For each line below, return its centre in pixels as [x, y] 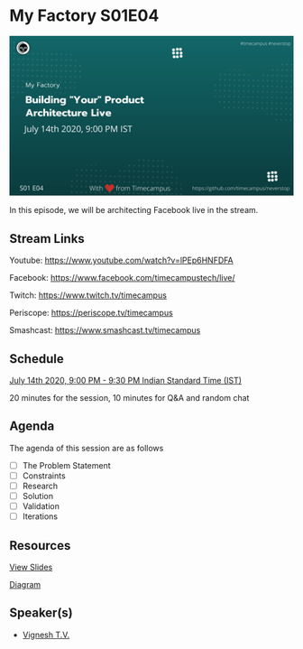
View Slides [31, 567]
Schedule [37, 359]
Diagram [25, 585]
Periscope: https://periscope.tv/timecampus [91, 313]
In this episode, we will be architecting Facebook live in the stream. [134, 210]
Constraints [44, 476]
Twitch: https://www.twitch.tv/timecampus [88, 295]
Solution [38, 496]
